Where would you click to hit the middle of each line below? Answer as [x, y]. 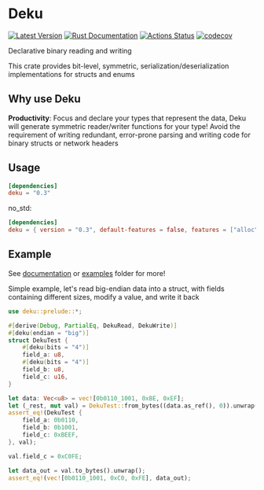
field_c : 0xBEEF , [51, 435]
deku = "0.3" [29, 193]
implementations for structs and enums [71, 74]
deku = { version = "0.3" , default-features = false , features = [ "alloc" [133, 230]
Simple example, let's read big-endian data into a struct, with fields [117, 289]
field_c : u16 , [45, 377]
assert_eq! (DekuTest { [45, 413]
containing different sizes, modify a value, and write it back [104, 297]
